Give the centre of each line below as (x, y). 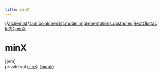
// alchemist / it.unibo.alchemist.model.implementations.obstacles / (69, 23)
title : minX (17, 9)
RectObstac (145, 23)
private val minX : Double (29, 66)
